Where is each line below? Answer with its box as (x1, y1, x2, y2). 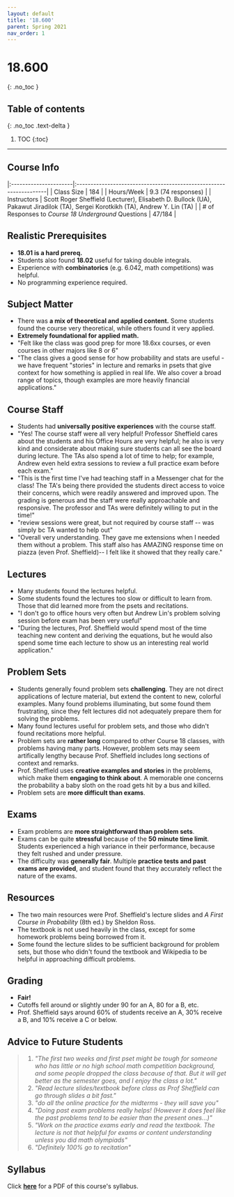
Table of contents (7, 102, 85, 115)
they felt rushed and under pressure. (17, 849, 123, 857)
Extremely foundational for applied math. (17, 332, 139, 340)
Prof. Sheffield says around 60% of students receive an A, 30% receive (17, 1008, 223, 1016)
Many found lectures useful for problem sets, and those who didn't (17, 722, 210, 730)
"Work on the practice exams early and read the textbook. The (34, 1121, 215, 1129)
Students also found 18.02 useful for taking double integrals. (17, 256, 192, 264)
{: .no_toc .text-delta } (7, 121, 70, 130)
